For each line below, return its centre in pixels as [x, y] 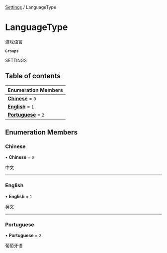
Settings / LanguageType [31, 7]
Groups [12, 51]
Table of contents [33, 76]
